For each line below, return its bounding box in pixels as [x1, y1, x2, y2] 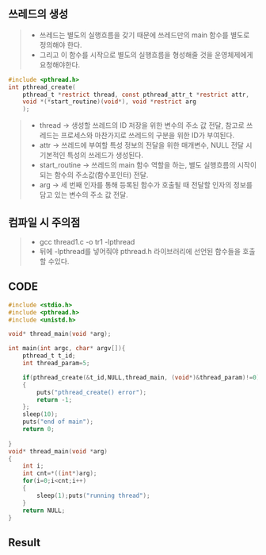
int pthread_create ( [8, 83, 77, 91]
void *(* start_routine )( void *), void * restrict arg [22, 98, 196, 106]
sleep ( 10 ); [22, 410, 59, 418]
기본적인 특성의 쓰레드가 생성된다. [39, 150, 144, 160]
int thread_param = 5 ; [22, 360, 90, 368]
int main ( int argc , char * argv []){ [8, 345, 126, 353]
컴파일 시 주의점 [8, 215, 81, 229]
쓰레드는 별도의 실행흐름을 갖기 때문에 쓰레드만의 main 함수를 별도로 [39, 30, 250, 40]
